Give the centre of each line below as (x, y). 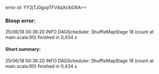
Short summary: (23, 49)
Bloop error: (20, 21)
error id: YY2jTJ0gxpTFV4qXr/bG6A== (46, 7)
